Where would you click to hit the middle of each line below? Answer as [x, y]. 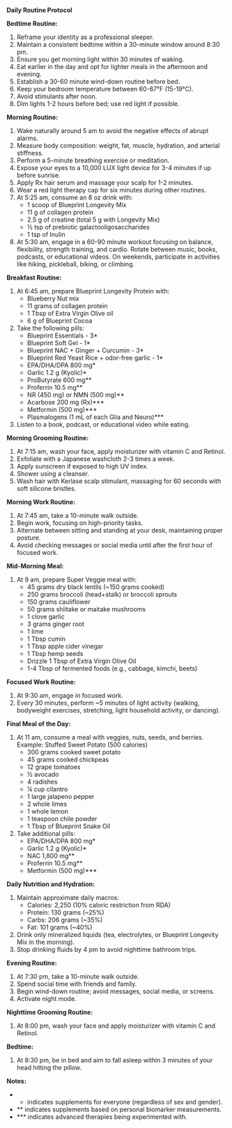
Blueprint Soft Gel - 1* [59, 343]
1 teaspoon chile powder [62, 819]
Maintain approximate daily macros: [68, 898]
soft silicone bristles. [46, 488]
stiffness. [30, 153]
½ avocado [43, 774]
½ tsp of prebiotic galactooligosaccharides [88, 227]
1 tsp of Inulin [46, 234]
